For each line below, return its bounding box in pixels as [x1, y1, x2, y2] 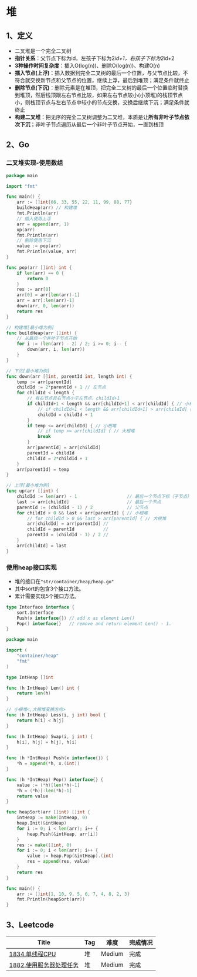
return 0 [27, 275, 49, 281]
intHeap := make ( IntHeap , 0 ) [16, 815, 88, 821]
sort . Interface [16, 610, 54, 616]
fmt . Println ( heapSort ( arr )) [16, 896, 85, 902]
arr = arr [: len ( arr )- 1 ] [16, 298, 75, 304]
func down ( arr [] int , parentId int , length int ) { [6, 373, 133, 380]
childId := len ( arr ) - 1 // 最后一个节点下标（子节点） [16, 494, 192, 500]
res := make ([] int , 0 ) [16, 842, 72, 848]
